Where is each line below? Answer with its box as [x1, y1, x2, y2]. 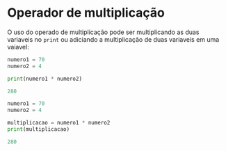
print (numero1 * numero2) [7, 75, 82, 82]
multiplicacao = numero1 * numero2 [7, 120, 111, 127]
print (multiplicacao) [7, 126, 70, 133]
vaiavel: [7, 42, 29, 51]
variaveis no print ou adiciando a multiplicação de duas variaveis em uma [7, 35, 220, 43]
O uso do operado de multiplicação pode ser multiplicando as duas [7, 28, 200, 36]
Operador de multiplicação [7, 5, 165, 21]
